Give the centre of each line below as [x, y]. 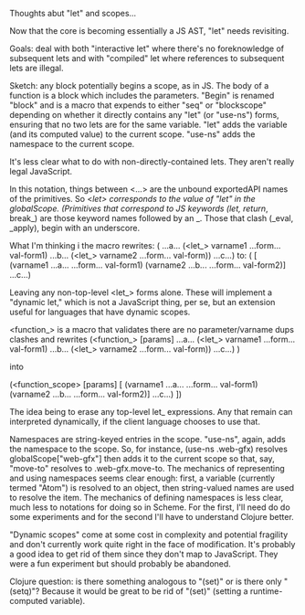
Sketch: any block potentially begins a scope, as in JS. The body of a [139, 85]
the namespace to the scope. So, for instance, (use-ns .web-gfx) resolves [148, 449]
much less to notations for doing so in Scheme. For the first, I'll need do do [150, 507]
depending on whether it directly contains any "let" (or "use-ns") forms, [145, 115]
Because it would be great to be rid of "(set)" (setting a [145, 591]
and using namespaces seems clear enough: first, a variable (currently [142, 478]
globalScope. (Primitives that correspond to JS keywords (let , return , [139, 208]
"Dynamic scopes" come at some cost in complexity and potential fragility [149, 535]
